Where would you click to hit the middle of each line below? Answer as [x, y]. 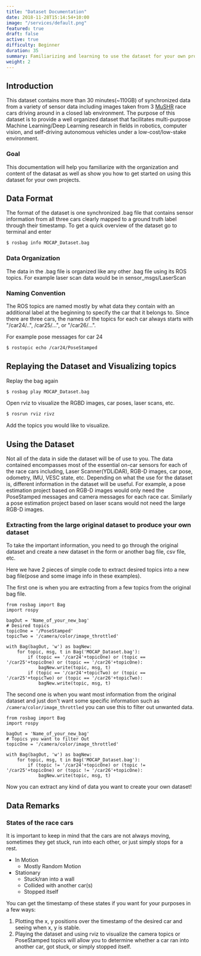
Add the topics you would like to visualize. [58, 426]
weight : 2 [19, 62]
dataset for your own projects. [43, 179]
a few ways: [21, 910]
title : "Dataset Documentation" [46, 12]
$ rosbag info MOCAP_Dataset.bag [48, 243]
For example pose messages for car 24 [54, 337]
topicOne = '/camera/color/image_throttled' [63, 744]
